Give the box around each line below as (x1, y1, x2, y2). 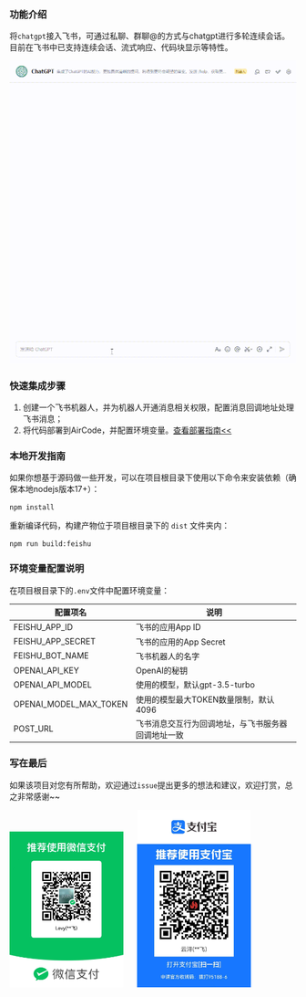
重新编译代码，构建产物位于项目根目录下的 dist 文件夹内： (9, 520, 230, 531)
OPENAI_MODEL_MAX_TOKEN (13, 698, 128, 709)
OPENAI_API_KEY (13, 665, 79, 676)
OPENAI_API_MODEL (13, 678, 93, 690)
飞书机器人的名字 (135, 650, 200, 661)
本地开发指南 (9, 449, 66, 462)
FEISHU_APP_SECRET (13, 636, 96, 647)
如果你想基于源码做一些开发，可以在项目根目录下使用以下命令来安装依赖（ (9, 472, 289, 483)
